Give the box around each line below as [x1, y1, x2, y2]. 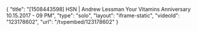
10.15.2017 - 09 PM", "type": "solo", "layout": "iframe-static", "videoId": [6, 12, 180, 19]
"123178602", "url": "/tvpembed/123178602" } [6, 18, 119, 25]
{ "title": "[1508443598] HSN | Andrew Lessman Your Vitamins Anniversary [6, 6, 191, 13]
